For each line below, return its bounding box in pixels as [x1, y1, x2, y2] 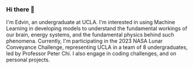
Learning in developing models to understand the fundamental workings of [6, 25, 188, 32]
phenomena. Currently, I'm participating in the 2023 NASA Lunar [6, 38, 163, 45]
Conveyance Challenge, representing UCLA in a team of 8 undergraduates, [6, 44, 188, 51]
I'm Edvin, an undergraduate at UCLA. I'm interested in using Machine [6, 19, 175, 26]
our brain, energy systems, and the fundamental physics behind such [6, 31, 175, 38]
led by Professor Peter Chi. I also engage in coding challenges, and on [6, 50, 177, 57]
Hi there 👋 [6, 5, 35, 14]
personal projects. [6, 56, 50, 64]
